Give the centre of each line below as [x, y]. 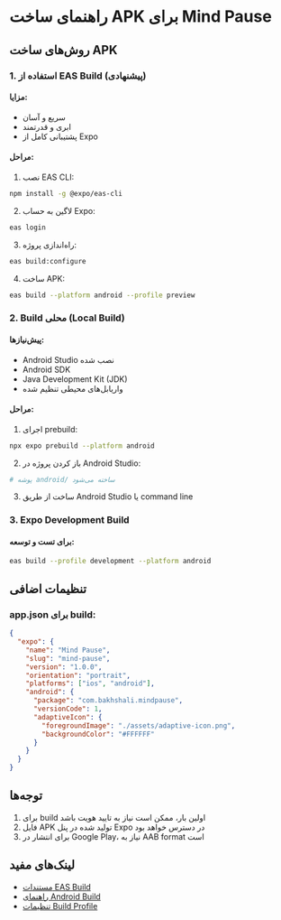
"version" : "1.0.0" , [64, 667]
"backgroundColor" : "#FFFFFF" [98, 734]
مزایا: [18, 98]
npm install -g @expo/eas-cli [66, 193]
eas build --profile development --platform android [110, 561]
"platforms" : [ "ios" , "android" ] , [90, 683]
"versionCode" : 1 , [68, 709]
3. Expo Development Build [69, 520]
